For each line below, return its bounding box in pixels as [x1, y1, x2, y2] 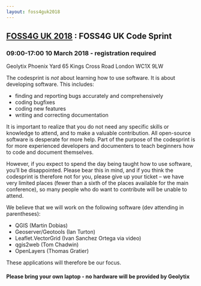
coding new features [14, 105, 66, 112]
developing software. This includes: [6, 81, 95, 88]
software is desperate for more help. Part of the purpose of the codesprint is [6, 136, 196, 143]
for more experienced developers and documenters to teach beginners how [6, 142, 194, 150]
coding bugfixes [14, 99, 55, 106]
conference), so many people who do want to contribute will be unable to [6, 186, 187, 193]
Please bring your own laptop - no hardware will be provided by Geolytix [6, 273, 190, 280]
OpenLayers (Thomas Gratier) [14, 248, 89, 255]
